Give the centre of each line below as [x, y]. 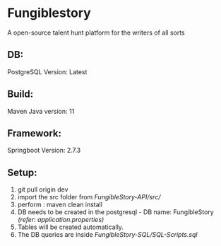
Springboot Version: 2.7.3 [44, 151]
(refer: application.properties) [61, 220]
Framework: [35, 133]
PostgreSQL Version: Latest [47, 71]
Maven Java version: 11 [41, 111]
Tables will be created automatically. [70, 227]
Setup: [22, 172]
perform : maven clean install [60, 205]
